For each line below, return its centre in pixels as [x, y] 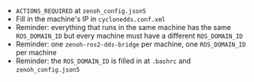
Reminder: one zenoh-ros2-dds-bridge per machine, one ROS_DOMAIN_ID [131, 44]
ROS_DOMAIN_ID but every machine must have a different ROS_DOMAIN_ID [129, 35]
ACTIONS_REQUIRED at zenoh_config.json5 [81, 11]
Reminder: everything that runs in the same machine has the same [123, 27]
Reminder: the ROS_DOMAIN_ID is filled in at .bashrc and [103, 61]
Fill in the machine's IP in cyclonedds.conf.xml [90, 19]
